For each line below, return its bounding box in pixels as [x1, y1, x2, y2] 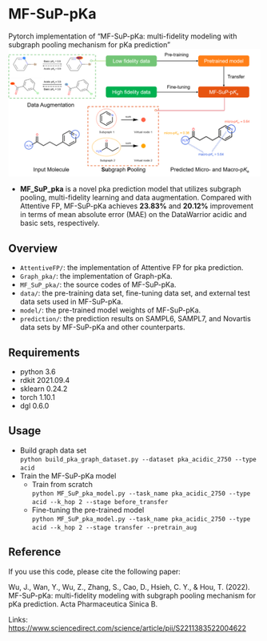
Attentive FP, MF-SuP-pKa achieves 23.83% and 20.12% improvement [19, 201, 254, 211]
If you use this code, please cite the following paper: [8, 566, 181, 576]
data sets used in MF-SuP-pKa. [19, 297, 124, 307]
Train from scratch [31, 479, 94, 489]
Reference [8, 546, 62, 559]
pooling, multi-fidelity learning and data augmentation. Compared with [19, 193, 252, 203]
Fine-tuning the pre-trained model [31, 505, 145, 514]
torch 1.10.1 [19, 393, 56, 402]
